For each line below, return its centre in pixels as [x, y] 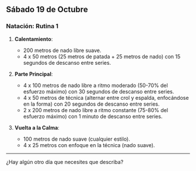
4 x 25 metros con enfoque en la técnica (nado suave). [89, 145]
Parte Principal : [34, 74]
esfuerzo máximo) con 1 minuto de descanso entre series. [93, 116]
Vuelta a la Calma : [37, 127]
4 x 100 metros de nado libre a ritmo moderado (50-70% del [95, 85]
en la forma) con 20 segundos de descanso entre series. [91, 104]
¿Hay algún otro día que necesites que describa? [65, 162]
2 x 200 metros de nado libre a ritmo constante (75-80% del [95, 110]
